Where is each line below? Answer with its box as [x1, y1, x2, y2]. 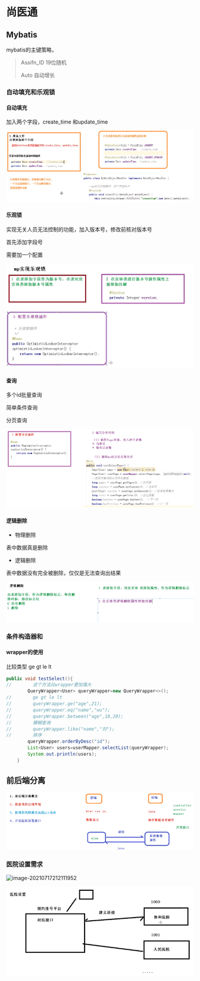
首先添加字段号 [6, 238, 43, 246]
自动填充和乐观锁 [6, 88, 55, 96]
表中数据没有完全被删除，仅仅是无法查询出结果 [6, 569, 121, 577]
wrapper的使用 [6, 648, 43, 655]
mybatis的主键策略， [6, 46, 57, 53]
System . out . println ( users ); [27, 751, 97, 758]
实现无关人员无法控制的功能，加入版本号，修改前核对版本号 [6, 225, 152, 233]
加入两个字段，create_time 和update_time [6, 118, 108, 125]
